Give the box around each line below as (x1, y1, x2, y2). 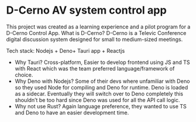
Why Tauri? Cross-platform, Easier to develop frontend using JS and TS (14, 59, 190, 66)
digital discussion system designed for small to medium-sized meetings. (6, 36, 183, 43)
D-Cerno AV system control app (6, 4, 167, 17)
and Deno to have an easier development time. (14, 109, 129, 116)
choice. (14, 71, 34, 78)
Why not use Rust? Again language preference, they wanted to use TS (14, 102, 187, 110)
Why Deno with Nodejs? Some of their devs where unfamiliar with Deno (14, 78, 190, 85)
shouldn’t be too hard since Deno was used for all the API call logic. (14, 96, 180, 104)
